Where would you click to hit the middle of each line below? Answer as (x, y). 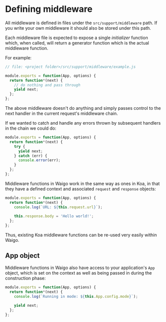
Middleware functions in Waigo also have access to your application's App (80, 268)
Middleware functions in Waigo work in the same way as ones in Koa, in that (83, 184)
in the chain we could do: (31, 128)
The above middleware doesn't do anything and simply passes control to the (83, 108)
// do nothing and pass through (47, 85)
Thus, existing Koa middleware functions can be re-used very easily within (81, 235)
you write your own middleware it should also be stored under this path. (78, 28)
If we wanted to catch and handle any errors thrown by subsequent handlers (83, 123)
